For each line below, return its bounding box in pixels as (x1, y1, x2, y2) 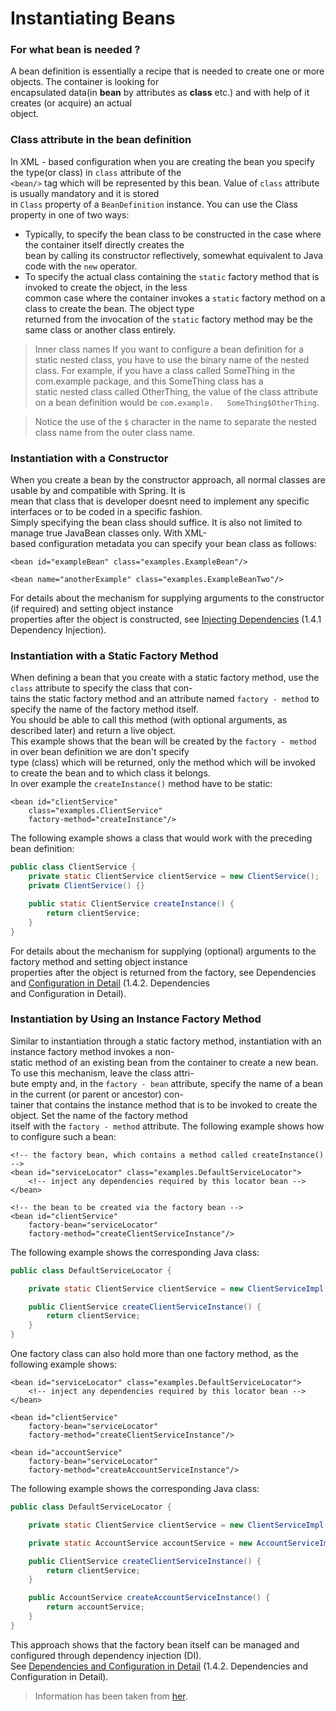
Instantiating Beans (10, 7, 176, 30)
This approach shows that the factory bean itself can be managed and (10, 1638, 300, 1651)
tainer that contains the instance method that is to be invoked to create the (10, 1098, 318, 1111)
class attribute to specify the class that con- (10, 682, 193, 694)
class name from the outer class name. (34, 426, 196, 438)
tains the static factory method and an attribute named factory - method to (10, 693, 320, 705)
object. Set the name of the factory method (10, 1109, 188, 1121)
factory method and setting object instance (10, 955, 188, 967)
